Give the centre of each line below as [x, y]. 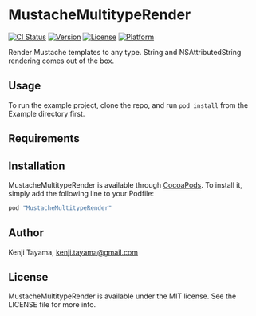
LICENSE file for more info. [52, 305]
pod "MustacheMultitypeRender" [60, 208]
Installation [37, 166]
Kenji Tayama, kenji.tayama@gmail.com [73, 252]
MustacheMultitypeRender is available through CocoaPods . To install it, [126, 184]
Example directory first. [47, 113]
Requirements [44, 138]
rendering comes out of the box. [61, 61]
